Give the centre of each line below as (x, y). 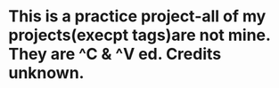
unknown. (46, 73)
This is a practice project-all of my (137, 16)
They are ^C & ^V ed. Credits (115, 54)
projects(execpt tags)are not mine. (139, 35)
